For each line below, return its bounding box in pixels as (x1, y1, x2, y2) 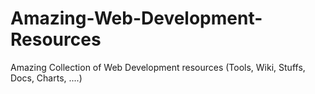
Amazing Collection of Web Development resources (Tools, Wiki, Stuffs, (10, 61, 306, 73)
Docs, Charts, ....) (10, 72, 83, 84)
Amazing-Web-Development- (10, 7, 263, 30)
